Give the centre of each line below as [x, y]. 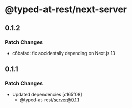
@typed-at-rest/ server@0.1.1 [49, 100]
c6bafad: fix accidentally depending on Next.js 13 [64, 53]
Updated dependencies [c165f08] [47, 94]
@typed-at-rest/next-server [66, 9]
